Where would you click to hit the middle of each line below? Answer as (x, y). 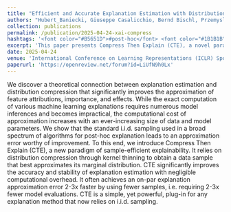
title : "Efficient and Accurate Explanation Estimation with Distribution (117, 13)
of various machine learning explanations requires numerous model (102, 106)
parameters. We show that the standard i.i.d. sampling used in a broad (107, 128)
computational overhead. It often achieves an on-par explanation (99, 179)
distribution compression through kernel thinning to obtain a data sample (110, 157)
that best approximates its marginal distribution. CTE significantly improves (113, 165)
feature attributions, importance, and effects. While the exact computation (112, 99)
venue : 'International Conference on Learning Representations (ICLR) (110, 59)
